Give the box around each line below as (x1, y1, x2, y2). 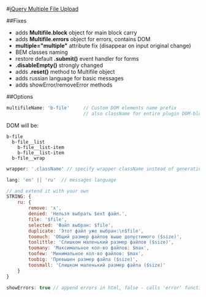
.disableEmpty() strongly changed (15, 61, 103, 69)
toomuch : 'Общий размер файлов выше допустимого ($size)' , (28, 233, 183, 240)
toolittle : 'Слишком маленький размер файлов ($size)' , (28, 239, 174, 245)
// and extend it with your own (6, 188, 89, 194)
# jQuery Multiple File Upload (6, 6, 78, 12)
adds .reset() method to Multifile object (15, 68, 115, 75)
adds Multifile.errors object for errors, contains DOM (15, 36, 151, 42)
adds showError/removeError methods (15, 81, 113, 88)
